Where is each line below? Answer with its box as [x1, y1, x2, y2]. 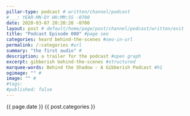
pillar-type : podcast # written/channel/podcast [6, 8, 130, 15]
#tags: [6, 81, 23, 87]
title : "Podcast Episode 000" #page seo [6, 31, 109, 37]
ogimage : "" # [6, 70, 42, 76]
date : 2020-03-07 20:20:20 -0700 [6, 20, 90, 26]
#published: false [6, 87, 52, 93]
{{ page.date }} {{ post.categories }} [6, 103, 96, 110]
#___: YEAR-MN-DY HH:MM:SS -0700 [6, 14, 90, 20]
